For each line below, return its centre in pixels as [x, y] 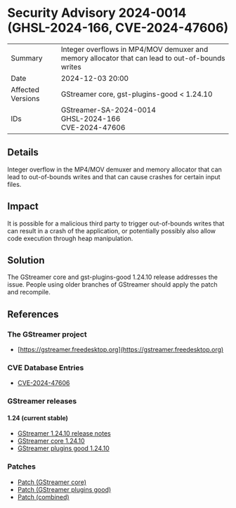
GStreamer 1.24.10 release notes [64, 434]
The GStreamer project [47, 334]
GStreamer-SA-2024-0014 [109, 110]
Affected [25, 89]
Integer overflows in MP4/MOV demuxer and [135, 49]
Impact [23, 206]
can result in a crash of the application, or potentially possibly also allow [112, 230]
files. [14, 184]
